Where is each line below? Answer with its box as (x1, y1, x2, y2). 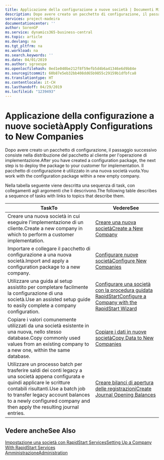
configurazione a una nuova (7, 252, 72, 258)
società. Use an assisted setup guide (7, 296, 91, 303)
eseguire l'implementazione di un (7, 219, 84, 226)
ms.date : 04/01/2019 (5, 57, 47, 62)
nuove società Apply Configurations (5, 120, 153, 132)
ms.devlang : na (5, 39, 36, 44)
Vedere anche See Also (5, 426, 76, 435)
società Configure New (95, 257, 147, 264)
